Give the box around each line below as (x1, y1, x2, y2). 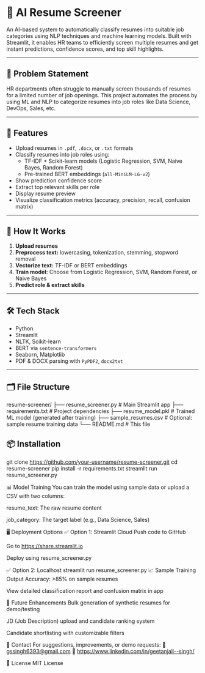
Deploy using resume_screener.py (6, 554, 92, 562)
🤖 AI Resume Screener (6, 6, 122, 20)
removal (15, 255, 36, 262)
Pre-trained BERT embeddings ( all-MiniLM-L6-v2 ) (24, 170, 151, 177)
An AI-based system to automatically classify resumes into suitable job (6, 26, 184, 33)
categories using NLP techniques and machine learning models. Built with (6, 32, 192, 39)
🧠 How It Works (6, 226, 66, 236)
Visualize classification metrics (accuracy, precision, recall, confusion (15, 196, 190, 204)
